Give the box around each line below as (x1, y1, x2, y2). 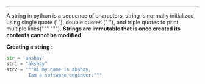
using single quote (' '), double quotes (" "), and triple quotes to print (6, 19, 179, 26)
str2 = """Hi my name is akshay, (6, 66, 92, 72)
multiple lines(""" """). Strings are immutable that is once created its (6, 25, 181, 32)
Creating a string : (6, 43, 53, 51)
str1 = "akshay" (6, 60, 48, 67)
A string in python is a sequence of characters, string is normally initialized (6, 12, 194, 19)
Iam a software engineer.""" (28, 72, 103, 78)
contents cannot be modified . (6, 32, 83, 38)
